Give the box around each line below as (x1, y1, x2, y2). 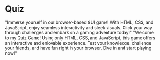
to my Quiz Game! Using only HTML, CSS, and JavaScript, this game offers (5, 35, 156, 41)
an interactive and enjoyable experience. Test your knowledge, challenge (5, 40, 152, 45)
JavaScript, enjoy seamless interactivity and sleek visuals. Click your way (5, 24, 152, 30)
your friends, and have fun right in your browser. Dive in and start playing (5, 45, 152, 51)
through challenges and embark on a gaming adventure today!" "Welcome (5, 30, 154, 35)
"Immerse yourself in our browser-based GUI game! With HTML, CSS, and (5, 19, 154, 25)
